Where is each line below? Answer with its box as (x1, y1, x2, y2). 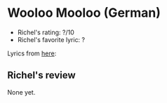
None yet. (7, 88, 36, 96)
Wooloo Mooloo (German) (7, 5, 161, 21)
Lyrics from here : (7, 49, 57, 57)
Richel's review (7, 69, 76, 81)
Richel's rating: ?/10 (17, 28, 75, 36)
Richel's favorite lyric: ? (17, 35, 86, 43)
